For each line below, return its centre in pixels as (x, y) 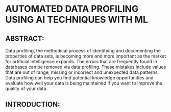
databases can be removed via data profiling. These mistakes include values (86, 67)
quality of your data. (27, 89)
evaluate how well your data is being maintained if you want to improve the (84, 83)
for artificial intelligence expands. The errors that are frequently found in (81, 61)
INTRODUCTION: (33, 105)
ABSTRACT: (25, 38)
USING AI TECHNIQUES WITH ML (77, 20)
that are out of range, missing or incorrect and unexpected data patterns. (82, 72)
